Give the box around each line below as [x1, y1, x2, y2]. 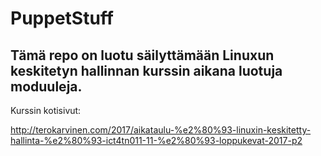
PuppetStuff [10, 7, 114, 30]
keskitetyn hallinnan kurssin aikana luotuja [10, 62, 283, 79]
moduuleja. [10, 78, 83, 95]
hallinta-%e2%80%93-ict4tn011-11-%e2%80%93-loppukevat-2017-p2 [10, 135, 303, 146]
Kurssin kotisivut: [10, 105, 82, 116]
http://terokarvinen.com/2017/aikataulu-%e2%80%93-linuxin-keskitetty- [10, 124, 312, 136]
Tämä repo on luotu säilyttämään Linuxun [10, 47, 275, 64]
